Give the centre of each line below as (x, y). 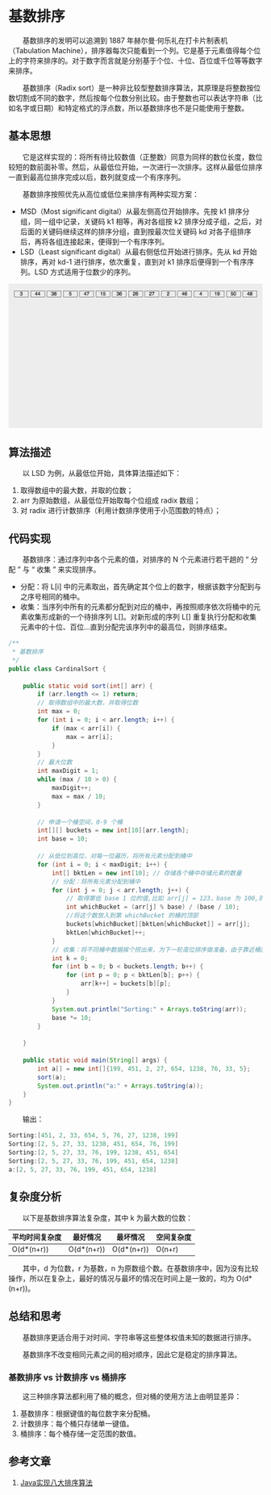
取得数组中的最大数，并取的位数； (77, 491)
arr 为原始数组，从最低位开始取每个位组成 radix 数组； (110, 500)
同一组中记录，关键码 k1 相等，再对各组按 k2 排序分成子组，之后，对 (148, 221)
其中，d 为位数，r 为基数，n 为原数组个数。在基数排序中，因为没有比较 (140, 1268)
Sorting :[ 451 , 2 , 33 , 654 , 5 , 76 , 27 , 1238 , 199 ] (94, 1136)
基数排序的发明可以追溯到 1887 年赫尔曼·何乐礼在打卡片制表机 (125, 40)
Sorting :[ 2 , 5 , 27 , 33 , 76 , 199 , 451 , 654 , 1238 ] (94, 1161)
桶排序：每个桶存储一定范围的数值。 (80, 1434)
